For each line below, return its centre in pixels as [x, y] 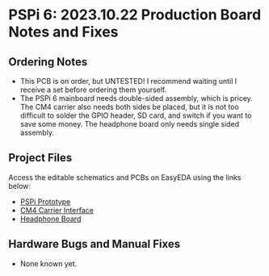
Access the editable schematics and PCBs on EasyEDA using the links [125, 177]
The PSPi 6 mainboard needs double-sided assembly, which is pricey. [136, 98]
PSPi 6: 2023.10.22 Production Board [135, 15]
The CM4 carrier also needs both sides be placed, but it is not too [130, 107]
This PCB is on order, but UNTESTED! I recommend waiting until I [128, 81]
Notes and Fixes [63, 32]
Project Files [40, 158]
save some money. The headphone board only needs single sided [130, 124]
